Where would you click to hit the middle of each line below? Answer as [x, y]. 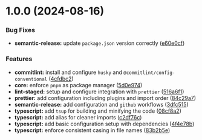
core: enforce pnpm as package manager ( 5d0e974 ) [78, 85]
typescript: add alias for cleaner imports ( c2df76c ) [78, 117]
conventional [31, 79]
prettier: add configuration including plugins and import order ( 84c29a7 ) [105, 98]
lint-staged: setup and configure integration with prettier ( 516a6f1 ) [99, 92]
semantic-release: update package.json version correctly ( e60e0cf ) [99, 43]
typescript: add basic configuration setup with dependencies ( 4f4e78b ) [104, 124]
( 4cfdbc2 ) [61, 78]
